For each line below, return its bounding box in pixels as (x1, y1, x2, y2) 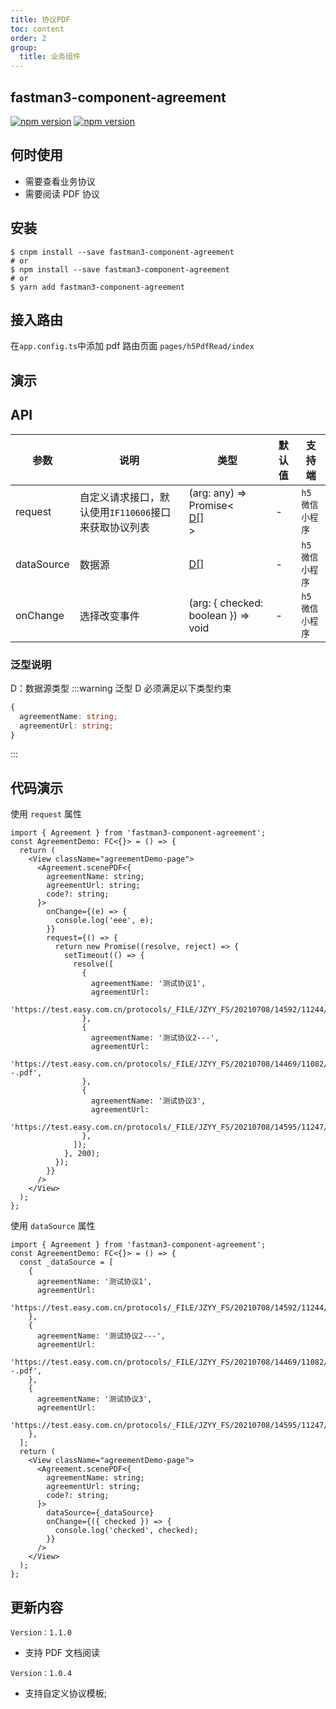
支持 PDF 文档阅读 (24, 1647, 100, 1658)
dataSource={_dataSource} (46, 1508, 155, 1518)
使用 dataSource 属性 (10, 1220, 96, 1232)
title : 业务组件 (19, 52, 82, 62)
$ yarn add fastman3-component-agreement (10, 282, 186, 292)
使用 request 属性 (10, 808, 82, 820)
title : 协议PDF (10, 14, 71, 25)
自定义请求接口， (79, 490, 160, 504)
